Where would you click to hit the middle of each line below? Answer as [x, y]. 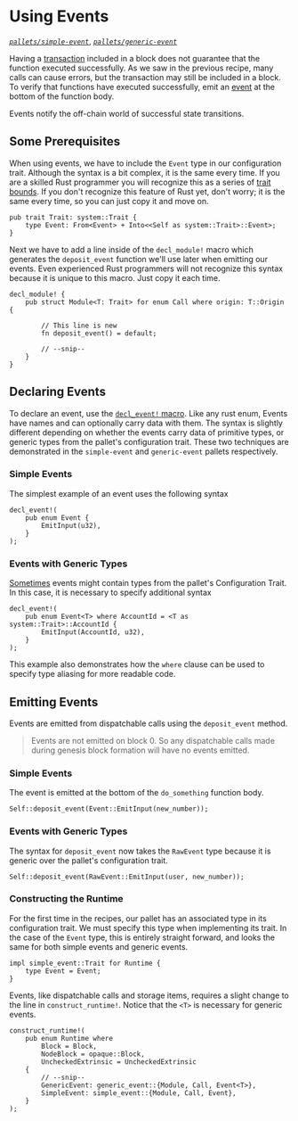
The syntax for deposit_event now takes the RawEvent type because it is [140, 851]
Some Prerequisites [65, 141]
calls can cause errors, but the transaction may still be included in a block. [145, 77]
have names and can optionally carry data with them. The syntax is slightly [146, 423]
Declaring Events [58, 392]
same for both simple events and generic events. [99, 946]
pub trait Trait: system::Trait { [73, 217]
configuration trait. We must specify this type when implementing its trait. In [148, 927]
